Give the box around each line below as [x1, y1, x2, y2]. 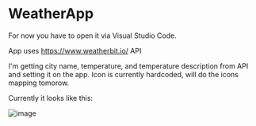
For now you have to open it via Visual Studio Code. [8, 31, 177, 40]
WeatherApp [8, 5, 94, 23]
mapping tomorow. [8, 78, 70, 87]
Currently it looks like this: [8, 93, 94, 102]
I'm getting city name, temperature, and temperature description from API [8, 61, 249, 71]
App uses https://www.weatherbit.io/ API [8, 46, 142, 55]
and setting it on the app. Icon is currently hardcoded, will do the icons [8, 69, 239, 79]
